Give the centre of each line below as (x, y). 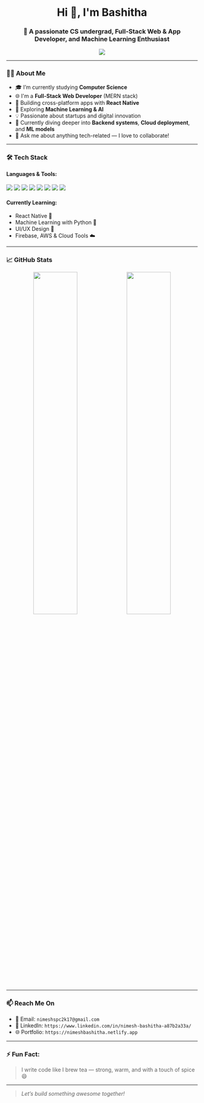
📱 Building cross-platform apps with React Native (77, 102)
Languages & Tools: (32, 174)
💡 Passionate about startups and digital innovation (78, 116)
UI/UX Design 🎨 (35, 229)
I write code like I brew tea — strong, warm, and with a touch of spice (108, 1070)
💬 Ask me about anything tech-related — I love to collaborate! (92, 135)
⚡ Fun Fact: (23, 1054)
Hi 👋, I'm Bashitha (102, 12)
